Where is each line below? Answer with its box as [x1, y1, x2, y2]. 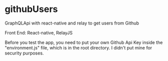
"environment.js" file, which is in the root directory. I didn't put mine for [5, 44, 152, 50]
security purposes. [5, 50, 44, 56]
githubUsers [5, 3, 59, 15]
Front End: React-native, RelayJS [5, 29, 73, 35]
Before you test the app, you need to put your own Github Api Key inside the [5, 39, 163, 45]
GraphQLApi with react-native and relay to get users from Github [5, 20, 139, 26]
